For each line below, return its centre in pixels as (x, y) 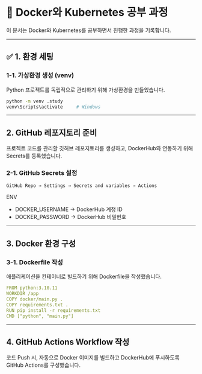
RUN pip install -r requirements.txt (54, 310)
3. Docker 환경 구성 (41, 243)
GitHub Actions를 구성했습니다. (44, 365)
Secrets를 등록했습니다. (34, 156)
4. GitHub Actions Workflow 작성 (68, 342)
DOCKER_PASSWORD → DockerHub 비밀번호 (71, 217)
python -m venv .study (35, 101)
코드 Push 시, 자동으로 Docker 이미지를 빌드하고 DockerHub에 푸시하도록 (93, 358)
